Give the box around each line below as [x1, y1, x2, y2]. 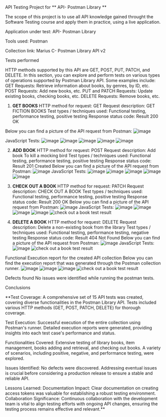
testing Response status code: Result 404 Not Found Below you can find [12, 235, 161, 240]
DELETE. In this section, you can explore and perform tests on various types [5, 72, 160, 78]
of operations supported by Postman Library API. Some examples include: [5, 78, 156, 83]
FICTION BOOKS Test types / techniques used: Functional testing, [12, 108, 147, 114]
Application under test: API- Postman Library [5, 29, 96, 34]
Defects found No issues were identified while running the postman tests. [5, 275, 155, 281]
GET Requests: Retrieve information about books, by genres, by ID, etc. [5, 83, 150, 89]
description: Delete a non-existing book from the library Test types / [12, 225, 151, 230]
